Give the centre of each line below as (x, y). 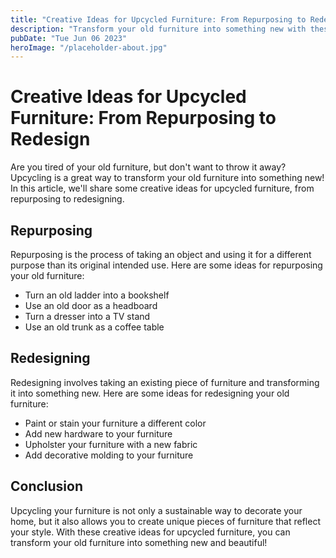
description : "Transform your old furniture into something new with (158, 29)
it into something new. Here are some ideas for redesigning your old (150, 393)
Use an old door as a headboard (91, 305)
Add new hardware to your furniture (98, 433)
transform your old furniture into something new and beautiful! (139, 542)
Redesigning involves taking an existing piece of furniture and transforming (165, 382)
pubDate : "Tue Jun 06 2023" (69, 38)
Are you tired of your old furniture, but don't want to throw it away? (148, 167)
